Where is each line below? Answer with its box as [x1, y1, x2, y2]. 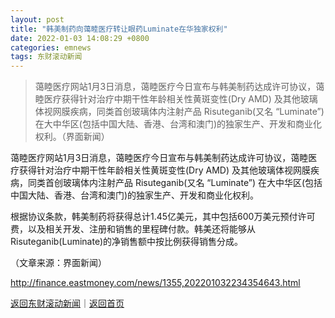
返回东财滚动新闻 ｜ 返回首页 [10, 297, 125, 310]
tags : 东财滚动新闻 [10, 52, 83, 62]
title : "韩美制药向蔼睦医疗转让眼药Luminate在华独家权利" [10, 24, 228, 34]
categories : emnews [10, 42, 92, 53]
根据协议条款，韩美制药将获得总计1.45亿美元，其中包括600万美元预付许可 [10, 211, 316, 223]
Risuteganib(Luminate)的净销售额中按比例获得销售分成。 [10, 236, 243, 248]
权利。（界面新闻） [34, 131, 110, 143]
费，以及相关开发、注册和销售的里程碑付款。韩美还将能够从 [10, 223, 256, 235]
